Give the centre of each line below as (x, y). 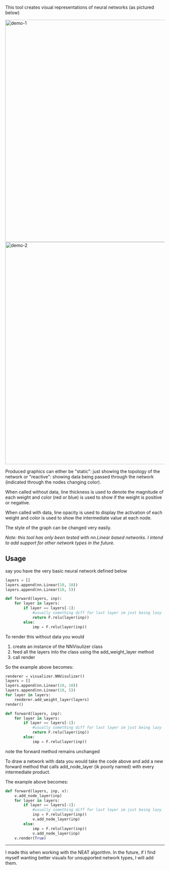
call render (24, 657)
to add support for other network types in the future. (60, 543)
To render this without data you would (45, 636)
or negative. (18, 503)
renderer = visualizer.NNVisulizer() (45, 676)
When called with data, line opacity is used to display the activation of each (84, 512)
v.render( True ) (30, 838)
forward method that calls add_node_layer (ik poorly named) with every (80, 766)
